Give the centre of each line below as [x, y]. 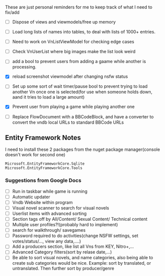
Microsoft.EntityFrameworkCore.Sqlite [45, 164]
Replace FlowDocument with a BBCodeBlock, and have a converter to [83, 117]
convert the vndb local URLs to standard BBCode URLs [68, 122]
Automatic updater [31, 197]
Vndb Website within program [42, 202]
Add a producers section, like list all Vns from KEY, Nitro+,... [73, 246]
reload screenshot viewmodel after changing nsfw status [70, 76]
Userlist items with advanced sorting [49, 213]
